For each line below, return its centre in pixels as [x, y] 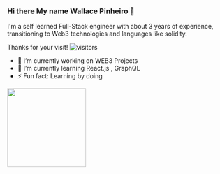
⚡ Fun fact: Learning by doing [60, 76]
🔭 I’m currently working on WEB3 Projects [78, 61]
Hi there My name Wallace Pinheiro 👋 [71, 11]
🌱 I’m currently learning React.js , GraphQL [79, 68]
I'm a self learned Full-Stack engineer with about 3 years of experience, [110, 27]
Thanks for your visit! [38, 48]
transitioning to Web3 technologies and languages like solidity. [97, 34]
